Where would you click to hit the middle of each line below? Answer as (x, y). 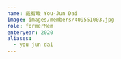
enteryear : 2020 (30, 32)
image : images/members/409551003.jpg (61, 20)
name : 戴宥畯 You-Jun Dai (42, 13)
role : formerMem (30, 26)
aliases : (19, 39)
